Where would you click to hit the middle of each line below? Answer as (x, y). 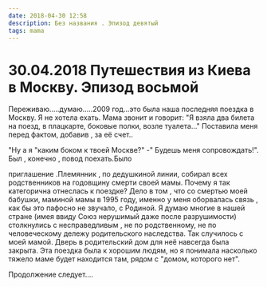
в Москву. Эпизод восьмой (104, 87)
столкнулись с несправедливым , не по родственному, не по (112, 225)
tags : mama (26, 30)
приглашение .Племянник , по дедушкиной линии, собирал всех (118, 174)
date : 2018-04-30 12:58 (48, 16)
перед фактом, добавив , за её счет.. (71, 135)
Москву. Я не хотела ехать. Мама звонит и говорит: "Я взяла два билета (132, 118)
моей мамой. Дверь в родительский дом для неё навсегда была (119, 242)
